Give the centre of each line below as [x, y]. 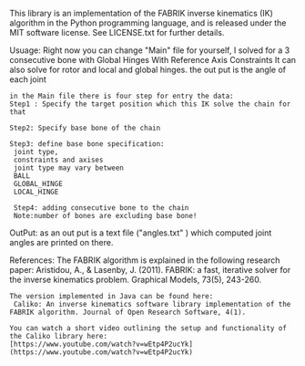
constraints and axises [58, 160]
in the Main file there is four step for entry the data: [122, 96]
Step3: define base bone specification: [87, 144]
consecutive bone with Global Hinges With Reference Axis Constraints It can [153, 60]
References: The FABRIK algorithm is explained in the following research [145, 260]
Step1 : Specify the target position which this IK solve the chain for [150, 104]
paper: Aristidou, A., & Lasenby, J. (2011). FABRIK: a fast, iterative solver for [150, 270]
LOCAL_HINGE [36, 192]
